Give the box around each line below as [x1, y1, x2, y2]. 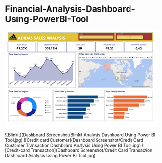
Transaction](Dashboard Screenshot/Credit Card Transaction [31, 147, 153, 153]
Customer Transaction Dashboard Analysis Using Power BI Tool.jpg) [5, 142, 141, 148]
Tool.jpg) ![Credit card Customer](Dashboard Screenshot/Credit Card [5, 137, 144, 143]
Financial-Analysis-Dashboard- [5, 3, 135, 15]
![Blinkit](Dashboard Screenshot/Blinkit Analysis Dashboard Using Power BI [5, 132, 156, 138]
